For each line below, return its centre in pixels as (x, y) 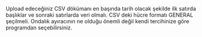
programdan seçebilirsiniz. (39, 27)
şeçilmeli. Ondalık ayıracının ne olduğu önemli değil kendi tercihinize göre (98, 21)
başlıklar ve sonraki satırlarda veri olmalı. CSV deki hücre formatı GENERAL (99, 15)
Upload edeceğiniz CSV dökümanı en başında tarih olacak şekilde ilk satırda (101, 9)
